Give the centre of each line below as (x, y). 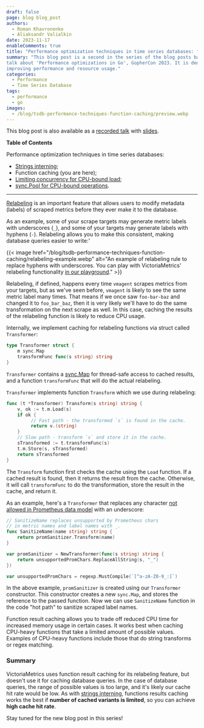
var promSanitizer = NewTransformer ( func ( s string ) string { (85, 554)
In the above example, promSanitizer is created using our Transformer (93, 588)
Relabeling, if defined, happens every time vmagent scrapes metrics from (97, 284)
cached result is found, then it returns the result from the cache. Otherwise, (101, 478)
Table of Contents (29, 143)
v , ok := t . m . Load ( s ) (44, 409)
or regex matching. (30, 645)
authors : (17, 23)
